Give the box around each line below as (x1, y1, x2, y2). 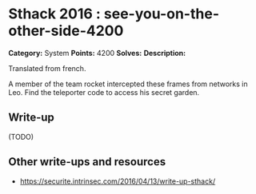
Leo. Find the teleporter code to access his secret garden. (8, 87, 200, 97)
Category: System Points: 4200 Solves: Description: (8, 48, 186, 57)
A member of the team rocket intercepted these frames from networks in (8, 79, 248, 89)
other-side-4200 (8, 22, 124, 40)
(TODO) (8, 132, 34, 141)
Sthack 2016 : (8, 5, 102, 23)
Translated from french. (8, 63, 86, 73)
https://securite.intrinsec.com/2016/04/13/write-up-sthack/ (19, 176, 216, 186)
